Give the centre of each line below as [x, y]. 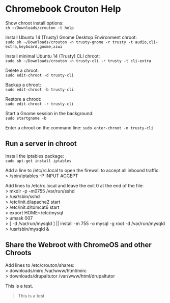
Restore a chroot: [23, 99]
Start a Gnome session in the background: [49, 113]
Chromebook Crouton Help [63, 9]
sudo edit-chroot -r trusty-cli [39, 104]
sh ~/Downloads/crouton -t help [39, 28]
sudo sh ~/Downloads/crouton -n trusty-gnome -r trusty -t [69, 42]
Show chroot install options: [34, 23]
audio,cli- [147, 42]
